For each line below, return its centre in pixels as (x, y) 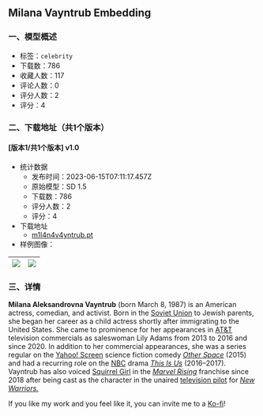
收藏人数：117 (42, 75)
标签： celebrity (46, 55)
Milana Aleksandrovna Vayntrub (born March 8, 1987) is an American (122, 305)
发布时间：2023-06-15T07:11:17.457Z (92, 176)
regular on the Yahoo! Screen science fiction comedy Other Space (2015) (128, 355)
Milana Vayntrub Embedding (80, 13)
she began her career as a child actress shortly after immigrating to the (124, 321)
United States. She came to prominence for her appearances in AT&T (120, 330)
